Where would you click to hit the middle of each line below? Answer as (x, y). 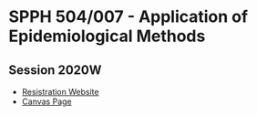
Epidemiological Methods (107, 36)
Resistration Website (60, 92)
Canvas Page (46, 101)
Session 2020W (55, 70)
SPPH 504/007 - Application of (128, 17)
